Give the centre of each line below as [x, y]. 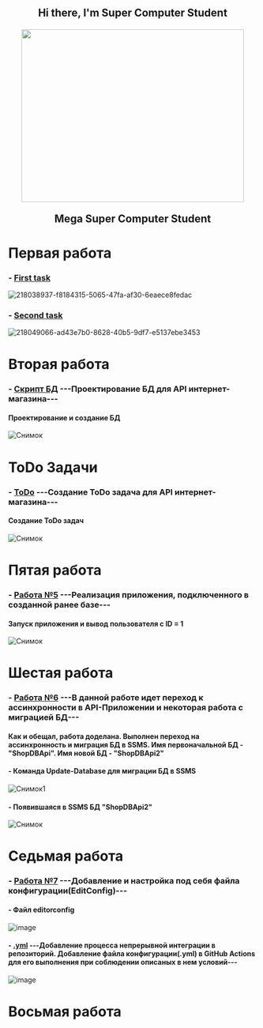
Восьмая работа [65, 1011]
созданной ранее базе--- [60, 604]
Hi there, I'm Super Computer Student [133, 13]
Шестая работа [61, 673]
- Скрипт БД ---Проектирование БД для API [98, 389]
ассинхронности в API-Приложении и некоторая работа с [126, 708]
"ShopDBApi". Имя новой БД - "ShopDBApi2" [86, 753]
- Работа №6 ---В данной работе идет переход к [106, 698]
